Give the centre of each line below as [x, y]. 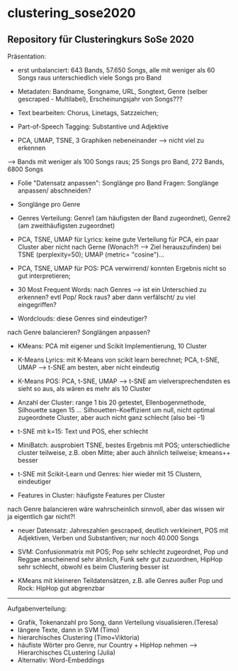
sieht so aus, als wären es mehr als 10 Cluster [84, 388]
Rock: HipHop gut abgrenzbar [61, 588]
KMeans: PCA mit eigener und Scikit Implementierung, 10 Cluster [112, 346]
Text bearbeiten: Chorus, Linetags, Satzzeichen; [88, 113]
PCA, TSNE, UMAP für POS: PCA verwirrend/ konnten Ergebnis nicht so [122, 268]
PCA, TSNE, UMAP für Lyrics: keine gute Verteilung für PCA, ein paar [118, 239]
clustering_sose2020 [72, 13]
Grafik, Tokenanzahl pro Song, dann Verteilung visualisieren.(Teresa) [118, 622]
